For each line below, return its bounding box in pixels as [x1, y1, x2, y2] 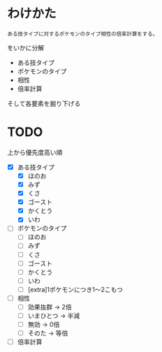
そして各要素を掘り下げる [7, 99, 81, 107]
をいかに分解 [7, 43, 44, 52]
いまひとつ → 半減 [27, 311, 80, 320]
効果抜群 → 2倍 [27, 303, 72, 311]
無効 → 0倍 [27, 321, 60, 328]
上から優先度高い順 [7, 148, 63, 156]
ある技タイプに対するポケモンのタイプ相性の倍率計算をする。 [7, 30, 159, 38]
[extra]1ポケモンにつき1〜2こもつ [27, 285, 124, 293]
